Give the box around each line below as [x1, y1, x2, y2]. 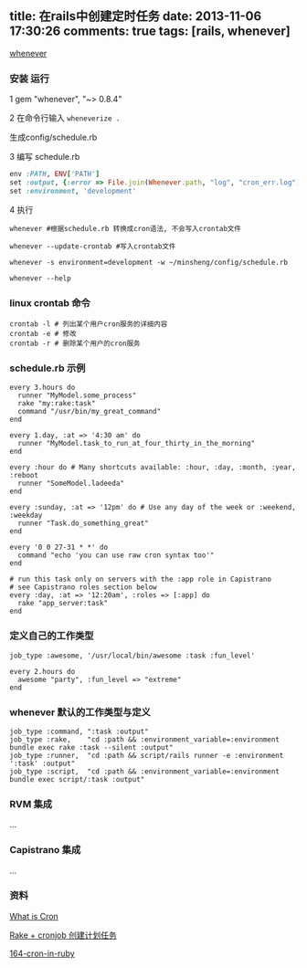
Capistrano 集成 [9, 844, 81, 857]
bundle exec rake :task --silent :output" [9, 742, 174, 752]
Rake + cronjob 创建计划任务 [9, 930, 117, 941]
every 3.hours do [9, 383, 76, 393]
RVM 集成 [9, 797, 53, 810]
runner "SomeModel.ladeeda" [17, 479, 125, 489]
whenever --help [9, 273, 71, 283]
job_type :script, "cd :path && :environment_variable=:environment [9, 766, 281, 776]
